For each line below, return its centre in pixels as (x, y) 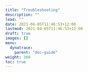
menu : (11, 43)
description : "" (22, 15)
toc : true (16, 62)
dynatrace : (21, 48)
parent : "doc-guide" (36, 52)
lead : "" (14, 19)
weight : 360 (18, 57)
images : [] (17, 39)
